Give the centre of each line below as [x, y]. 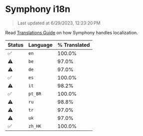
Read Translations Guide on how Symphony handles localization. [71, 32]
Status [16, 45]
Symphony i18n [38, 9]
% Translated [73, 45]
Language [40, 45]
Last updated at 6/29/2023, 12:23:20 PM [59, 23]
